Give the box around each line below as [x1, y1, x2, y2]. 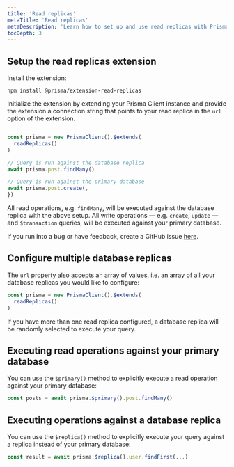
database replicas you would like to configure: [7, 278, 140, 286]
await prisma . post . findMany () [7, 166, 95, 173]
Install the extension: [7, 74, 67, 82]
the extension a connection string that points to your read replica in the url [7, 107, 222, 116]
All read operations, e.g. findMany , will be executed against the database [7, 204, 214, 212]
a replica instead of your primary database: [7, 440, 131, 448]
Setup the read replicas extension [7, 55, 157, 67]
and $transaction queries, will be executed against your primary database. [7, 219, 222, 227]
